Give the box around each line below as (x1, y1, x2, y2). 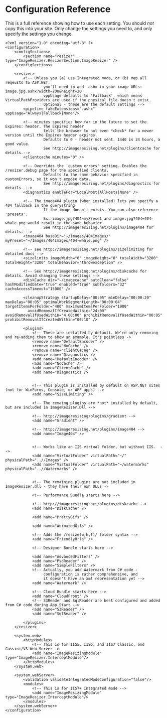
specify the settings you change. (5, 31, 73, 37)
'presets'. (5, 212, 28, 217)
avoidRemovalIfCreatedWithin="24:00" (27, 308, 107, 313)
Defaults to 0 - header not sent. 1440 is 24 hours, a (43, 137, 160, 142)
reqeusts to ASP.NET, (5, 80, 51, 85)
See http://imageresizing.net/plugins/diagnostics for (43, 181, 160, 186)
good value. (5, 141, 30, 147)
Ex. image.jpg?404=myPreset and (43, 216, 111, 221)
